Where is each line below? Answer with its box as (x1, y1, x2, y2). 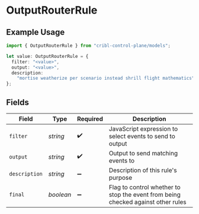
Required (76, 115, 104, 123)
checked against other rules (108, 197, 187, 206)
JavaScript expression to (108, 125, 178, 133)
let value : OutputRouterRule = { (6, 53, 89, 59)
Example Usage (6, 27, 65, 37)
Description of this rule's (108, 166, 177, 174)
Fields (6, 97, 30, 107)
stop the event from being (108, 190, 181, 199)
